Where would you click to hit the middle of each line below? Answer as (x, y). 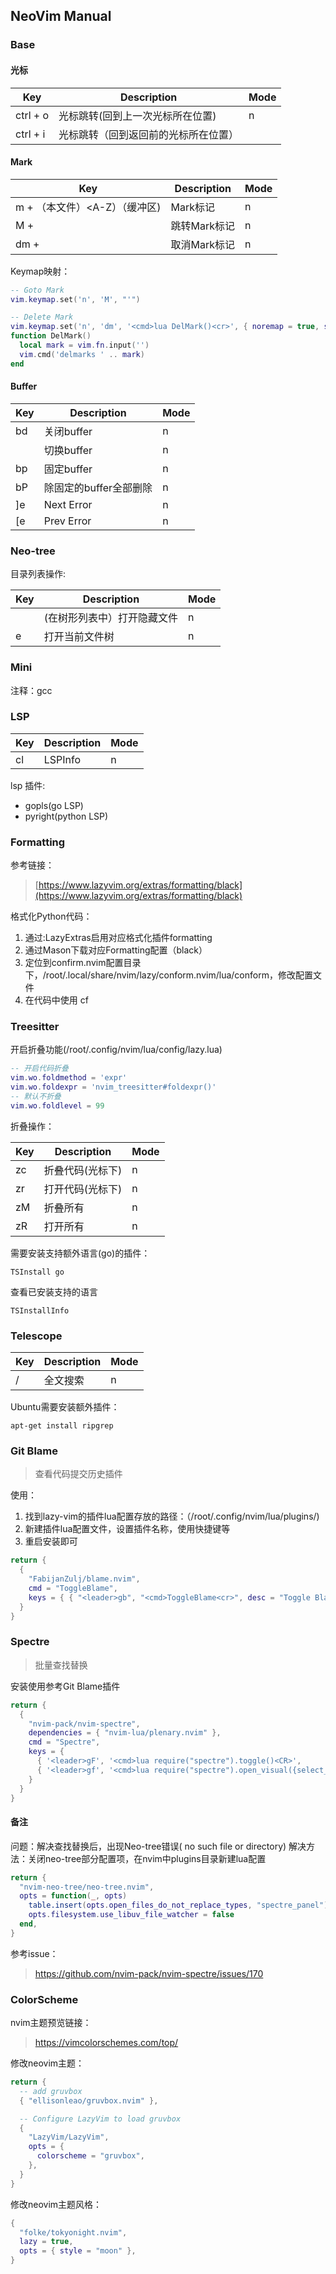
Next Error (68, 504)
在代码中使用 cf (56, 1000)
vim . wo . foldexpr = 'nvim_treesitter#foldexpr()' (113, 1087)
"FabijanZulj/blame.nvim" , (84, 1579)
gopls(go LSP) (54, 805)
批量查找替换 (61, 1665)
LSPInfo (62, 759)
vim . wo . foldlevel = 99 (57, 1105)
